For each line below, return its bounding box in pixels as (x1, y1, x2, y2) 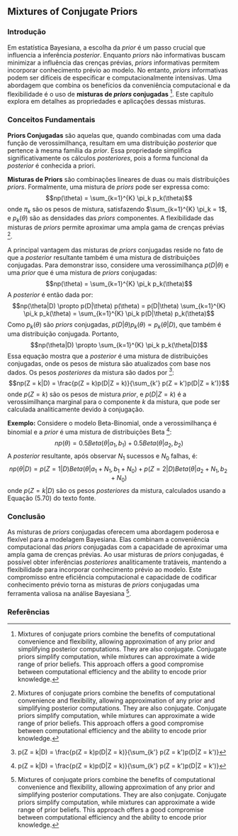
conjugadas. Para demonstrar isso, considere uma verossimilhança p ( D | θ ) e (7, 261, 229, 269)
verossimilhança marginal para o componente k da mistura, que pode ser (7, 398, 221, 406)
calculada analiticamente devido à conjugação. (7, 405, 144, 414)
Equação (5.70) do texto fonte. (7, 494, 96, 503)
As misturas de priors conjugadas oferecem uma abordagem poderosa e (7, 528, 220, 536)
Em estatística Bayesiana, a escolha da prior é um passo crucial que (7, 43, 206, 52)
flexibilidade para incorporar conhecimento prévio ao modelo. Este (7, 565, 202, 574)
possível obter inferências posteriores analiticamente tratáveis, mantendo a (7, 558, 227, 567)
